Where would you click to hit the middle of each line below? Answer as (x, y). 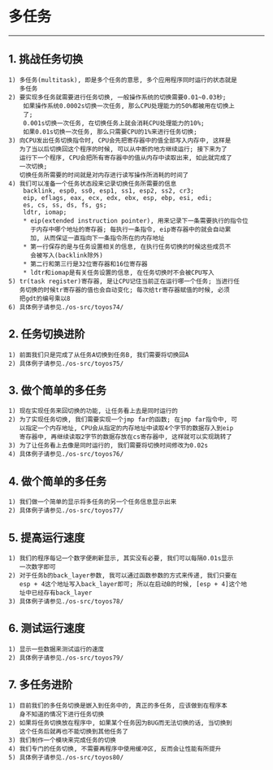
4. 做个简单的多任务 (58, 481)
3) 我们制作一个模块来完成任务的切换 (62, 740)
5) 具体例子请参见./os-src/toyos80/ (66, 757)
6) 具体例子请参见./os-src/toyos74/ (66, 307)
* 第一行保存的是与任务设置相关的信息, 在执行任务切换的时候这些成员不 (127, 246)
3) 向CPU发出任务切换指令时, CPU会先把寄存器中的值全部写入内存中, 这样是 (120, 140)
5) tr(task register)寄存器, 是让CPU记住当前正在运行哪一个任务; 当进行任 (124, 281)
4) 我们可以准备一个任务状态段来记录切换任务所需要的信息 (93, 184)
